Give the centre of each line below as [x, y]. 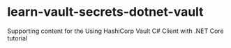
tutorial [17, 38]
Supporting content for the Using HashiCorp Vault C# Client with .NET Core [116, 31]
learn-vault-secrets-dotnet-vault [105, 12]
